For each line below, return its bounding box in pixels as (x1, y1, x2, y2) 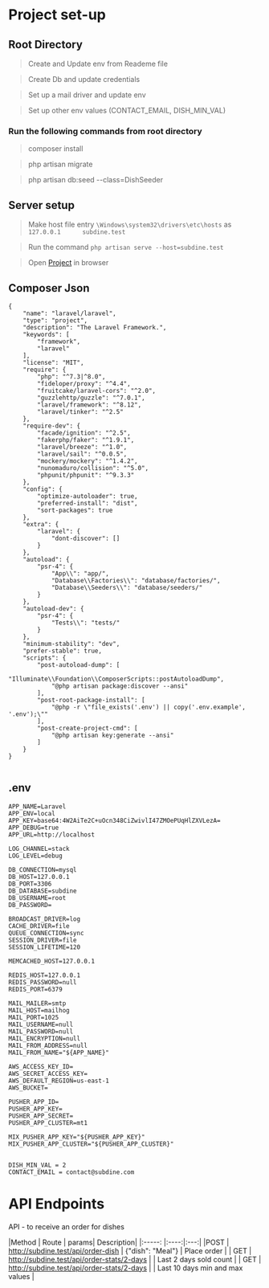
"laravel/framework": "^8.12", (37, 400, 142, 409)
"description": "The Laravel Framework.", (22, 323, 167, 331)
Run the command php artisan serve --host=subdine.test (27, 243, 224, 252)
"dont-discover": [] (51, 534, 120, 542)
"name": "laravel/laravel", (22, 309, 116, 317)
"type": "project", (22, 316, 88, 325)
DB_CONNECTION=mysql (8, 865, 78, 873)
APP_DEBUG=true (8, 824, 59, 832)
